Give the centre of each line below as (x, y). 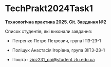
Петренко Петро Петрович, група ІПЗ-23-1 (56, 41)
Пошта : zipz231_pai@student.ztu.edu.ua (53, 59)
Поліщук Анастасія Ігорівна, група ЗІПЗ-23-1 (58, 50)
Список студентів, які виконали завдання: (49, 31)
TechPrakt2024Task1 (49, 8)
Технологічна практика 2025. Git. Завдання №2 (56, 22)
